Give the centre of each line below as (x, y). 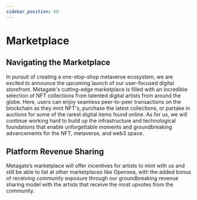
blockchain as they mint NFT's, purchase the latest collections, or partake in (98, 108)
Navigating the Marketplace (58, 63)
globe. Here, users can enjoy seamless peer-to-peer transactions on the (94, 101)
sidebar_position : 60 (33, 12)
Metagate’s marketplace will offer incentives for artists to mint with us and (96, 166)
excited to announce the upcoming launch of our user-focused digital (90, 83)
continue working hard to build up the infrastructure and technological (91, 120)
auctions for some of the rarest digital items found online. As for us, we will (97, 114)
